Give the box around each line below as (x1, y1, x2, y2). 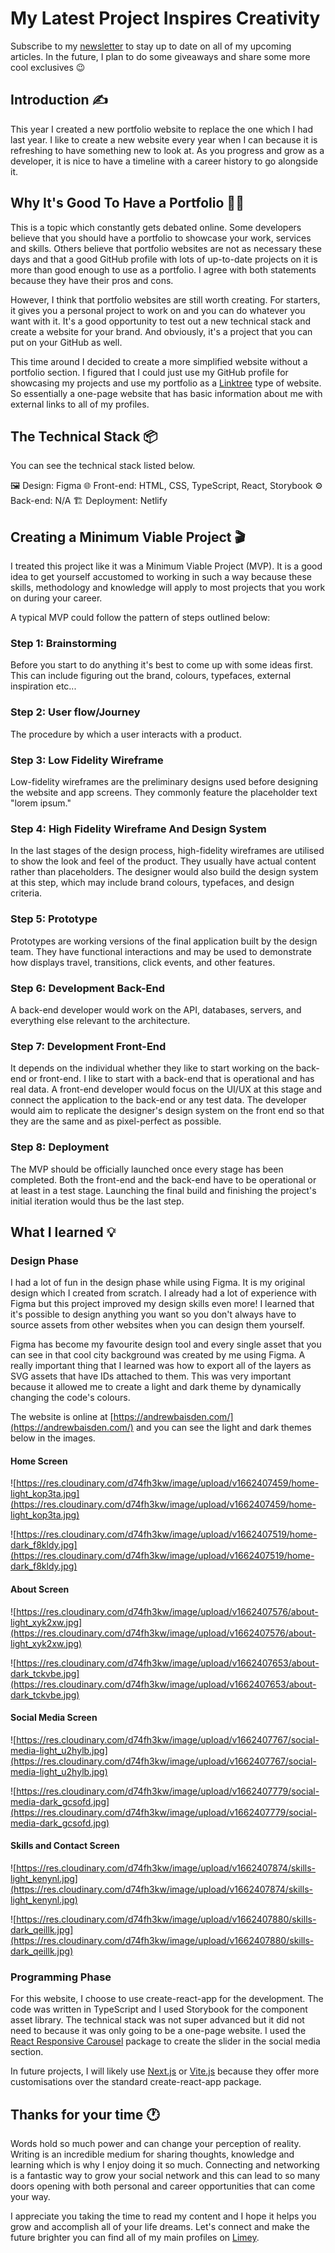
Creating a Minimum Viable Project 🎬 (10, 528, 246, 546)
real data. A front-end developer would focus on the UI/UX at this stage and (10, 1083, 323, 1096)
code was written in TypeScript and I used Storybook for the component (10, 2003, 308, 2016)
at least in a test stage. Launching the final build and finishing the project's (10, 1184, 317, 1196)
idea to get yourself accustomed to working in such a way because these (10, 571, 313, 583)
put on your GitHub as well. (10, 336, 123, 348)
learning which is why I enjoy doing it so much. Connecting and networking (10, 2159, 320, 2171)
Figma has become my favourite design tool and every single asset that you (10, 1338, 322, 1351)
